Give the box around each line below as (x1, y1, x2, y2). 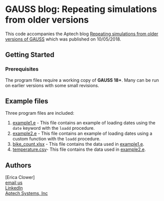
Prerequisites (5, 66, 39, 73)
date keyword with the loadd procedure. (12, 125, 95, 131)
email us (5, 179, 23, 186)
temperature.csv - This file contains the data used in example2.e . (12, 146, 146, 152)
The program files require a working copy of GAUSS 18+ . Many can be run (5, 77, 159, 83)
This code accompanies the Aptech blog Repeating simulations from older (5, 31, 158, 37)
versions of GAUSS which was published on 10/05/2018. (5, 36, 121, 42)
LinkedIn (5, 185, 23, 191)
